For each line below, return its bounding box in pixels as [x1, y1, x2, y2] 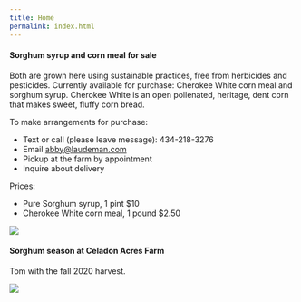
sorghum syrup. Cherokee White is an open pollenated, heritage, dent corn [9, 89, 289, 100]
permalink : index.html [9, 22, 95, 31]
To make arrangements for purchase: [9, 116, 148, 127]
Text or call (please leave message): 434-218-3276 [22, 133, 215, 145]
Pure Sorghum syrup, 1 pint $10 [22, 198, 141, 209]
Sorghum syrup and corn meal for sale [9, 50, 157, 61]
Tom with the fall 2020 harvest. [9, 265, 126, 277]
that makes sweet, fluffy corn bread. [9, 99, 145, 110]
